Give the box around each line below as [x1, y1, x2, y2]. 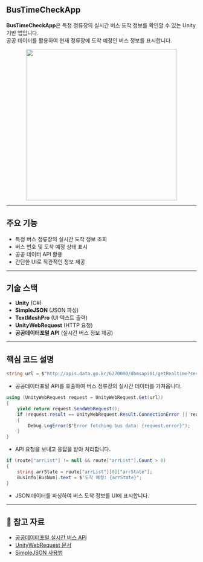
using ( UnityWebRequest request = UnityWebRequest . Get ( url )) [6, 395, 164, 401]
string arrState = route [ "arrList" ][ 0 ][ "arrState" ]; [17, 468, 153, 475]
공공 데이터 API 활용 [14, 250, 63, 257]
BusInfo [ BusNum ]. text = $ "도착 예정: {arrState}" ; [17, 474, 142, 480]
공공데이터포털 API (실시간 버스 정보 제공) [14, 329, 114, 337]
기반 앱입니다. [6, 29, 39, 36]
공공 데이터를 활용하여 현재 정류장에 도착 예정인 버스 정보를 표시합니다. [6, 36, 172, 44]
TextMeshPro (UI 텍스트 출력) [14, 314, 88, 321]
